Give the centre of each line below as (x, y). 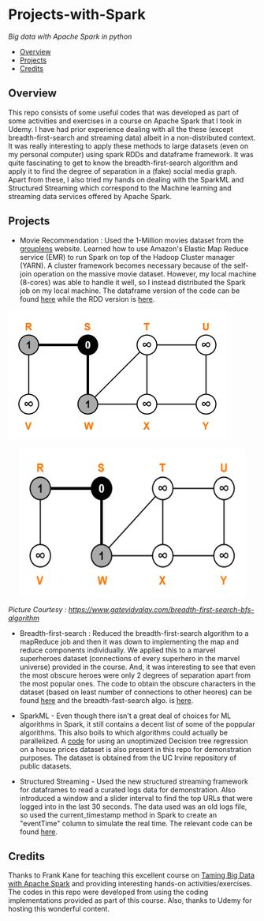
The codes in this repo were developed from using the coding (108, 892)
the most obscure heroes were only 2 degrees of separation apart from (135, 675)
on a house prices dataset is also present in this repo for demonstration (136, 749)
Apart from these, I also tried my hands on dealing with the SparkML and (126, 179)
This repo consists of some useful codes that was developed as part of (123, 112)
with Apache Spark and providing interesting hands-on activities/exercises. (130, 884)
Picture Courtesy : (37, 609)
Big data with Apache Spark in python (70, 36)
